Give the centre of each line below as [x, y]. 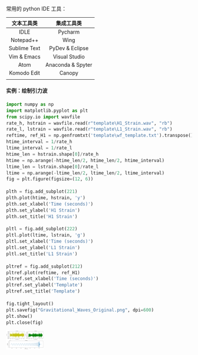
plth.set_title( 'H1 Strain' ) [42, 216]
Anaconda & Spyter [69, 64]
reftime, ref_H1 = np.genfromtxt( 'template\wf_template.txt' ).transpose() [100, 136]
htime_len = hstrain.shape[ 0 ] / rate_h [52, 154]
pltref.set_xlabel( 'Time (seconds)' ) [52, 279]
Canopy [69, 73]
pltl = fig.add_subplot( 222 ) [42, 229]
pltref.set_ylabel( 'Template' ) [44, 285]
